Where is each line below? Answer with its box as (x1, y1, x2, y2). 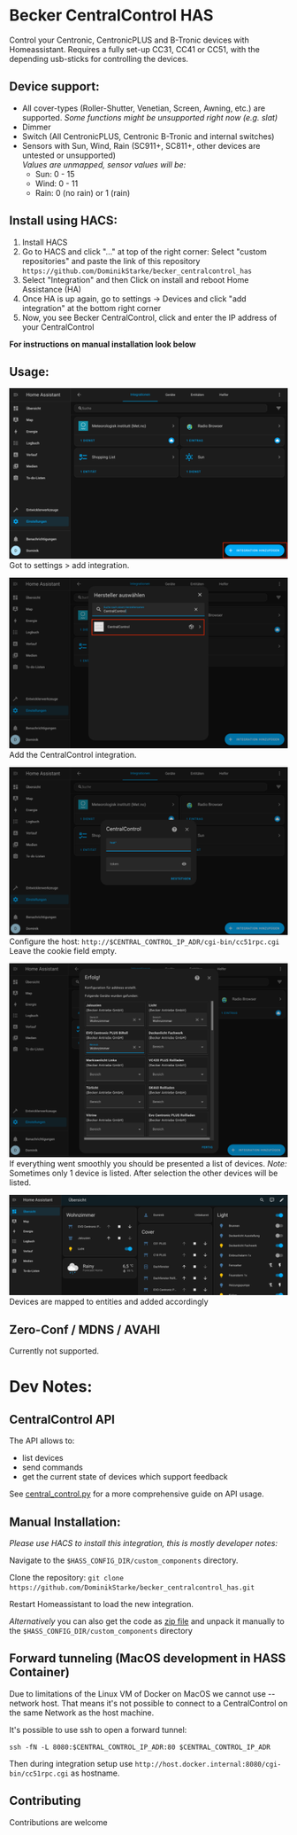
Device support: (9, 79, 100, 94)
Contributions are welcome (9, 1816, 108, 1827)
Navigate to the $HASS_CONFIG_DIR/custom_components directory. (9, 1555, 239, 1566)
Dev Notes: (9, 1377, 93, 1397)
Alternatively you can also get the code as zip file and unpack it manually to (9, 1615, 285, 1627)
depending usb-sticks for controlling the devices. (9, 53, 188, 64)
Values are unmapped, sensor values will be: (21, 159, 187, 169)
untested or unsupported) (21, 150, 117, 160)
